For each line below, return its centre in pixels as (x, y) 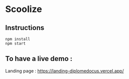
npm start (16, 43)
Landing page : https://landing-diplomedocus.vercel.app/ (65, 70)
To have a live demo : (39, 59)
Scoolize (24, 9)
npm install (18, 39)
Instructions (25, 28)
